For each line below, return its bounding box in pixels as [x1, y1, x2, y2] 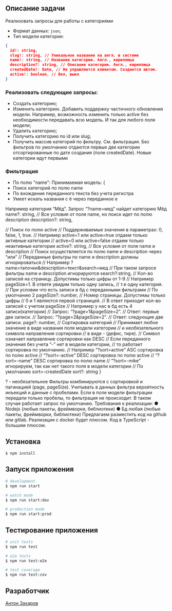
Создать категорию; [12, 100, 58, 107]
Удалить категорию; [12, 128, 58, 134]
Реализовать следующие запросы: [5, 88, 98, 96]
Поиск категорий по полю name [12, 185, 83, 191]
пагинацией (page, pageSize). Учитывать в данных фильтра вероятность [5, 384, 164, 390]
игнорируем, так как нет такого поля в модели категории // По [5, 363, 144, 369]
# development [5, 478, 36, 484]
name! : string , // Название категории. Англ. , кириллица [10, 58, 135, 63]
